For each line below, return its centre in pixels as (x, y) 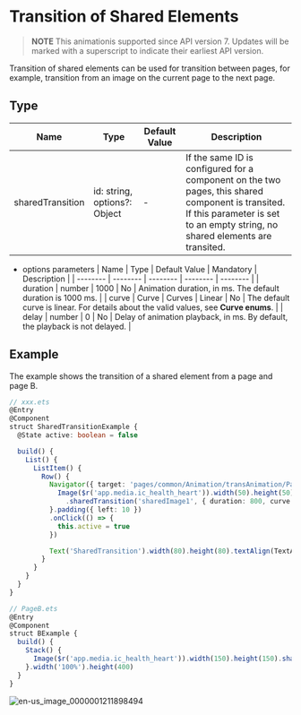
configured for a (219, 168)
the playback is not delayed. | (77, 326)
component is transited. (235, 202)
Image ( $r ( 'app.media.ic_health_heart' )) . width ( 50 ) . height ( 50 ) (176, 493)
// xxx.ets (30, 402)
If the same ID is (219, 157)
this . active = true (93, 526)
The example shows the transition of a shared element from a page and (141, 376)
